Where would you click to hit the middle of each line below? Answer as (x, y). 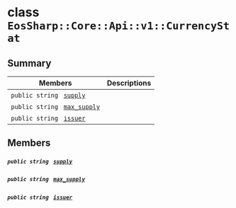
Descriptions (129, 83)
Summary (29, 63)
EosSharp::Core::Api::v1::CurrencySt (119, 26)
